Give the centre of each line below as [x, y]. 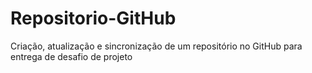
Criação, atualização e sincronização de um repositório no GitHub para [156, 46]
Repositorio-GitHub [93, 18]
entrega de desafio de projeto [71, 56]
